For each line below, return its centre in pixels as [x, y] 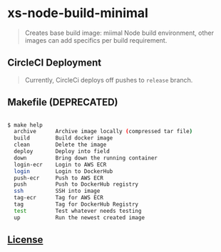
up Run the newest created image [79, 217]
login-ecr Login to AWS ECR [60, 164]
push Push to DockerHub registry [76, 184]
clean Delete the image [60, 145]
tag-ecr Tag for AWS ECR [58, 198]
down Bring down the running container [86, 158]
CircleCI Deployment [55, 63]
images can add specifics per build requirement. [96, 40]
